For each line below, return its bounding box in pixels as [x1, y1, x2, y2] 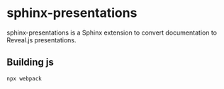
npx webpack [6, 75, 42, 82]
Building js [6, 57, 55, 69]
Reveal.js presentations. [6, 35, 77, 44]
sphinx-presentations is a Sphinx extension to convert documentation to [6, 28, 218, 37]
